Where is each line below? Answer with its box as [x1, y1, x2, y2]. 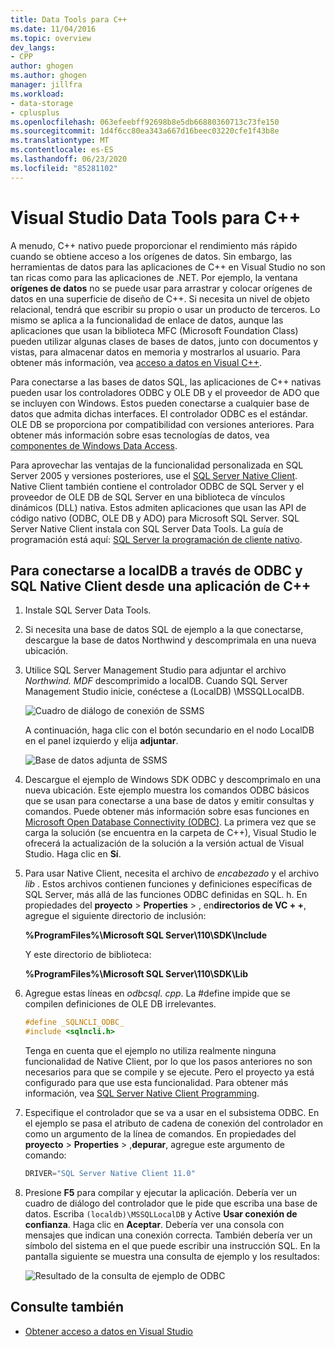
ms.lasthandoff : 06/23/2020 [10, 154, 128, 164]
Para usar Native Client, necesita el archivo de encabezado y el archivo [24, 867, 320, 880]
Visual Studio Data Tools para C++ [10, 206, 302, 229]
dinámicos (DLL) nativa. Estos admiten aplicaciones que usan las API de [10, 501, 307, 513]
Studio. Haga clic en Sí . [24, 848, 122, 860]
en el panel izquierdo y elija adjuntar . [24, 735, 179, 747]
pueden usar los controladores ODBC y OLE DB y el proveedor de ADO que [10, 386, 320, 398]
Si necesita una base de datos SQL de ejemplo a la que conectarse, [24, 624, 304, 636]
